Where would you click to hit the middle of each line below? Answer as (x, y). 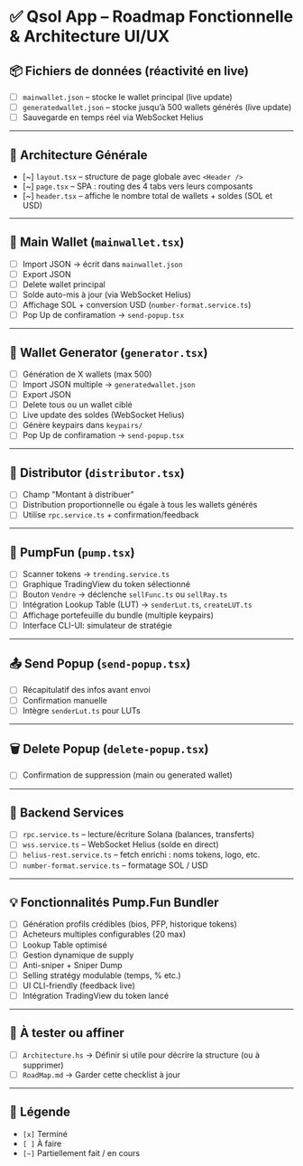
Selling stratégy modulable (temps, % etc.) (102, 975)
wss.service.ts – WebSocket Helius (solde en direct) (120, 844)
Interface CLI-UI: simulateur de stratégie (97, 625)
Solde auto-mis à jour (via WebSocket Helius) (107, 294)
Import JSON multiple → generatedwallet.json (109, 385)
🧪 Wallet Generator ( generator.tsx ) (109, 353)
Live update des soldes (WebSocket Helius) (103, 415)
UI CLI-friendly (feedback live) (78, 985)
